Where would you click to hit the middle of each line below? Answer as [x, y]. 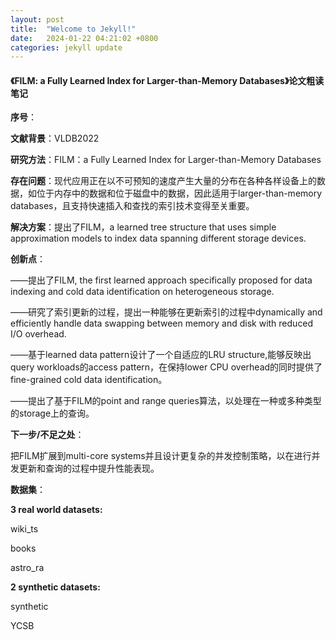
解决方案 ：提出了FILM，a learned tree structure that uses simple [143, 227]
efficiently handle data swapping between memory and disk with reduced [162, 323]
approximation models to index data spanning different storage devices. [158, 238]
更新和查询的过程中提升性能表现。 [89, 468]
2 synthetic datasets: [55, 587]
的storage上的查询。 [52, 413]
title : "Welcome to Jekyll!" [73, 29]
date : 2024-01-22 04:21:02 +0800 [84, 38]
